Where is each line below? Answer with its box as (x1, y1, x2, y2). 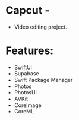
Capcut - (5, 4, 50, 17)
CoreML (14, 108, 34, 115)
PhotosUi (14, 89, 37, 96)
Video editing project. (14, 23, 67, 30)
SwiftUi (14, 64, 32, 71)
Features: (5, 44, 54, 58)
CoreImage (14, 102, 42, 109)
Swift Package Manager (14, 76, 73, 83)
